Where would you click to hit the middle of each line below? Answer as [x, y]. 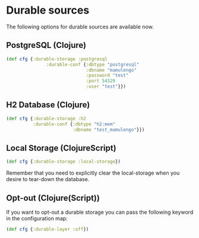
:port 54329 [101, 81]
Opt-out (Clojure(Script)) [53, 198]
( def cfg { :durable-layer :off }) [48, 229]
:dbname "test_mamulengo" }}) [108, 130]
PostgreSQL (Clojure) [46, 45]
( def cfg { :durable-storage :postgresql [57, 59]
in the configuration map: [37, 218]
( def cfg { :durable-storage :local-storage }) [63, 162]
